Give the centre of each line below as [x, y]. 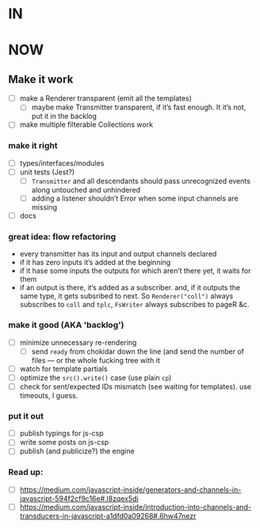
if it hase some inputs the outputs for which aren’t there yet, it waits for [135, 271]
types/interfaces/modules [62, 163]
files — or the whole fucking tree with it [96, 360]
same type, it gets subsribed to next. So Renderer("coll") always [126, 296]
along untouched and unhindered [86, 189]
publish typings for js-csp [62, 434]
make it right [33, 146]
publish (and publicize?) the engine [77, 451]
